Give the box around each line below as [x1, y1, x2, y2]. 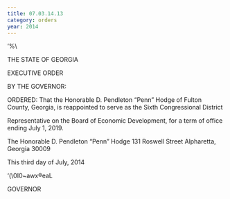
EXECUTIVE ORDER [7, 69, 64, 77]
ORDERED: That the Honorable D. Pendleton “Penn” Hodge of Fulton [7, 96, 202, 104]
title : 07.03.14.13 [7, 10, 64, 17]
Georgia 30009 [7, 145, 51, 153]
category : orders [7, 17, 57, 24]
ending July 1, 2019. [7, 124, 64, 132]
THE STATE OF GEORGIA [7, 55, 78, 64]
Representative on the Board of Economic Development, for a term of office [7, 116, 223, 125]
